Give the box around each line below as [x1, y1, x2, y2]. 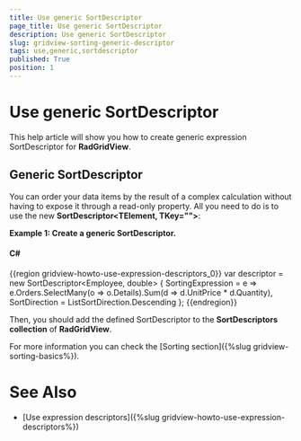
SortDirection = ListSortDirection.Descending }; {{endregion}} [9, 296, 238, 307]
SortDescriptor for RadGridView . [9, 141, 132, 152]
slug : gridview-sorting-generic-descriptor [9, 38, 175, 48]
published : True [9, 55, 70, 64]
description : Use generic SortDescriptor [9, 30, 167, 39]
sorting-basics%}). [9, 350, 80, 361]
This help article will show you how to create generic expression [9, 131, 247, 142]
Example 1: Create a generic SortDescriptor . [9, 227, 177, 238]
